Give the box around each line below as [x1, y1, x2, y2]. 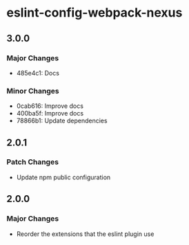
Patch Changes [6, 157, 59, 167]
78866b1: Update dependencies [16, 116, 108, 125]
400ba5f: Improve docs [16, 109, 84, 118]
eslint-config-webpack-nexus [6, 5, 183, 21]
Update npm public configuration [16, 173, 111, 181]
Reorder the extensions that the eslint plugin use [16, 230, 155, 238]
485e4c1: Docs [16, 69, 60, 77]
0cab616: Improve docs [16, 102, 84, 110]
